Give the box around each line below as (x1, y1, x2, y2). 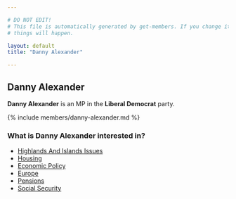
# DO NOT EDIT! (7, 16, 52, 23)
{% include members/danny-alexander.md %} (7, 113, 140, 122)
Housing (17, 154, 42, 162)
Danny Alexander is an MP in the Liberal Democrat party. (7, 99, 175, 108)
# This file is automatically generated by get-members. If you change (7, 23, 221, 30)
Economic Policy (17, 162, 66, 170)
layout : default (7, 42, 55, 49)
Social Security (17, 184, 62, 193)
